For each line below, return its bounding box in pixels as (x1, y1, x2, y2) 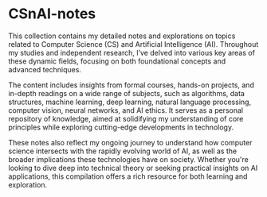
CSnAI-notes (8, 5, 96, 23)
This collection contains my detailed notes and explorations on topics (8, 31, 236, 41)
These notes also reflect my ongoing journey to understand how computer (8, 137, 253, 147)
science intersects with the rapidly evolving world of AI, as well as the (8, 146, 238, 156)
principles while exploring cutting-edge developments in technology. (8, 122, 234, 132)
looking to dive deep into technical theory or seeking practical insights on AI (8, 163, 258, 172)
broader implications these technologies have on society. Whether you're (8, 154, 249, 164)
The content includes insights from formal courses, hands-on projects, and (8, 80, 255, 90)
